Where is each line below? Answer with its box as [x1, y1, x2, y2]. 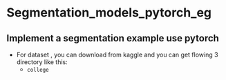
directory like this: [16, 58, 68, 66]
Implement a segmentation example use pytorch [6, 32, 219, 44]
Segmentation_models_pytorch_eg [6, 5, 212, 21]
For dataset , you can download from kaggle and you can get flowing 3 [16, 50, 218, 59]
